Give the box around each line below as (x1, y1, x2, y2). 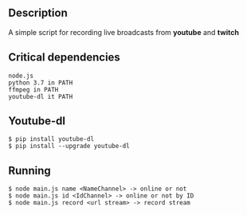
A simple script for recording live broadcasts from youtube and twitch (8, 27, 239, 37)
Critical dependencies (8, 51, 121, 64)
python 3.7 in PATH (8, 79, 73, 87)
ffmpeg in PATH (8, 85, 59, 94)
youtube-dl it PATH (8, 92, 73, 100)
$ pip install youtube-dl (8, 135, 94, 143)
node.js (8, 72, 34, 80)
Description (8, 6, 68, 20)
